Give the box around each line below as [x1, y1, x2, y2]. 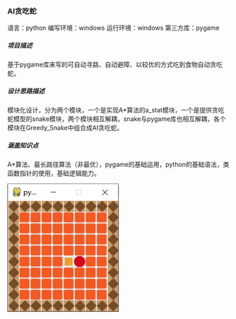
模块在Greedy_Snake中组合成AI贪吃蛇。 [7, 124, 124, 132]
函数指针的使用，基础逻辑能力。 [7, 169, 100, 178]
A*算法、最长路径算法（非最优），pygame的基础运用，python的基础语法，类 [7, 161, 230, 169]
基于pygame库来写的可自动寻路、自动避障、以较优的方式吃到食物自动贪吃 [7, 60, 223, 69]
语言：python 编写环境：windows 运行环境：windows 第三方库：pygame [7, 23, 220, 33]
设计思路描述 [7, 86, 45, 95]
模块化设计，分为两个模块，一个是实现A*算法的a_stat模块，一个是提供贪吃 [7, 106, 225, 115]
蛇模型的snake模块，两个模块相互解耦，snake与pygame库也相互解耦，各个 [7, 115, 226, 123]
